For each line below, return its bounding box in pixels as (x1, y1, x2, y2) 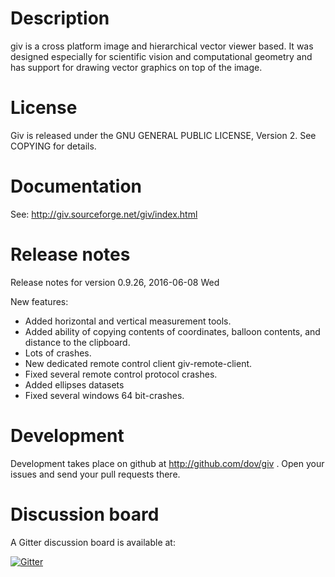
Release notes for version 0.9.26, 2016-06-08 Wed (10, 276, 220, 288)
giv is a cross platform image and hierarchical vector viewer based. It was (10, 40, 314, 52)
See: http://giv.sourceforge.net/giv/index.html (10, 208, 198, 220)
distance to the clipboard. (24, 336, 131, 348)
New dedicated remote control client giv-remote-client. (24, 357, 253, 369)
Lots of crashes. (24, 347, 92, 359)
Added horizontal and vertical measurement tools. (24, 315, 232, 327)
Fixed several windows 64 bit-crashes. (24, 389, 185, 401)
